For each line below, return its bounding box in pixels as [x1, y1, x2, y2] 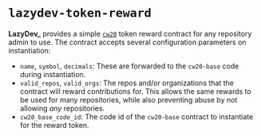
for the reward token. [19, 120, 89, 130]
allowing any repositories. [19, 103, 105, 113]
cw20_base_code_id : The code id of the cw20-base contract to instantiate [19, 111, 254, 121]
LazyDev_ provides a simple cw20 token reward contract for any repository [8, 29, 252, 38]
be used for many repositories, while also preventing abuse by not [19, 95, 238, 104]
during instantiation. [19, 69, 86, 79]
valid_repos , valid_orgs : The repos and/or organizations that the [19, 78, 234, 87]
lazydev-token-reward [8, 6, 152, 21]
